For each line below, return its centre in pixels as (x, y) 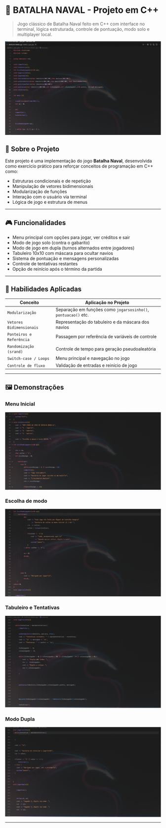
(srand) (15, 352)
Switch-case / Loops (28, 359)
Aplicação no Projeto (107, 302)
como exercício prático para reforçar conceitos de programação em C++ (79, 166)
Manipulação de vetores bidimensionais (53, 186)
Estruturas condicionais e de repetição (52, 181)
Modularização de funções (40, 191)
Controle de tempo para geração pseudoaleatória (106, 349)
